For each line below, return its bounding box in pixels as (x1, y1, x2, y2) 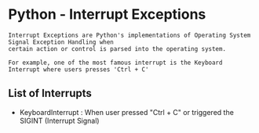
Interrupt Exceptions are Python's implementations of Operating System (8, 31, 251, 39)
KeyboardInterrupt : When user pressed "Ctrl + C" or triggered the (19, 107, 234, 117)
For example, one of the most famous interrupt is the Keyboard (8, 59, 223, 66)
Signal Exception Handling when (8, 38, 114, 46)
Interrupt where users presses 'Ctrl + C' (8, 65, 149, 74)
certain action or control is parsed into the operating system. (8, 45, 226, 52)
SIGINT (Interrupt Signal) (19, 116, 100, 125)
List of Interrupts (8, 87, 93, 100)
